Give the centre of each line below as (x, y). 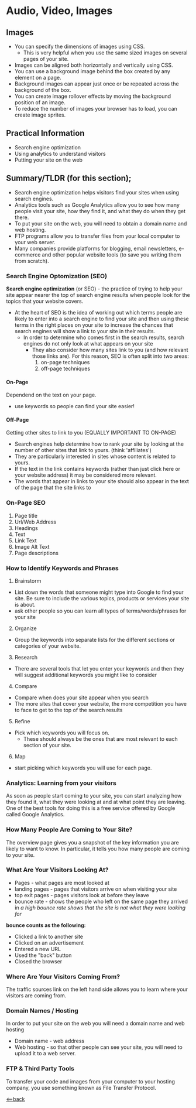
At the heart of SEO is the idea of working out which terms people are (98, 312)
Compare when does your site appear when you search (82, 697)
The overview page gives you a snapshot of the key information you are (93, 842)
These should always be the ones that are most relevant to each (101, 738)
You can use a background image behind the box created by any (92, 71)
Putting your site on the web (49, 160)
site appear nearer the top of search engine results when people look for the (98, 295)
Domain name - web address (49, 1041)
